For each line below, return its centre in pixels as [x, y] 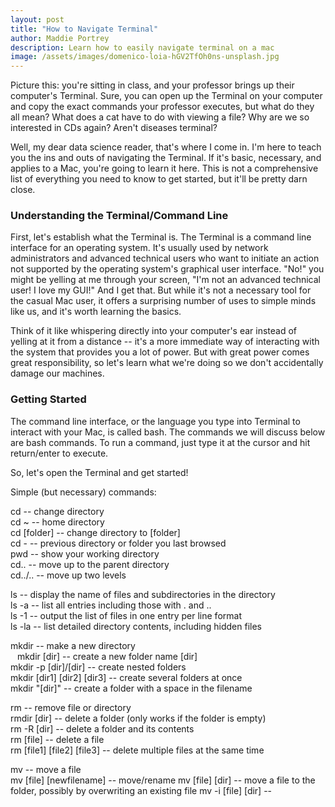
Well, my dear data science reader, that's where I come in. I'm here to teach [166, 147]
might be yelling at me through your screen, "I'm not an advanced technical [165, 280]
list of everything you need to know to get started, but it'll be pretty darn [159, 179]
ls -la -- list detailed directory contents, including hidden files [136, 626]
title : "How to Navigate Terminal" [84, 29]
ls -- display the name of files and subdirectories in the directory [143, 594]
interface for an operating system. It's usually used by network [139, 248]
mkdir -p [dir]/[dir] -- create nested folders [98, 667]
